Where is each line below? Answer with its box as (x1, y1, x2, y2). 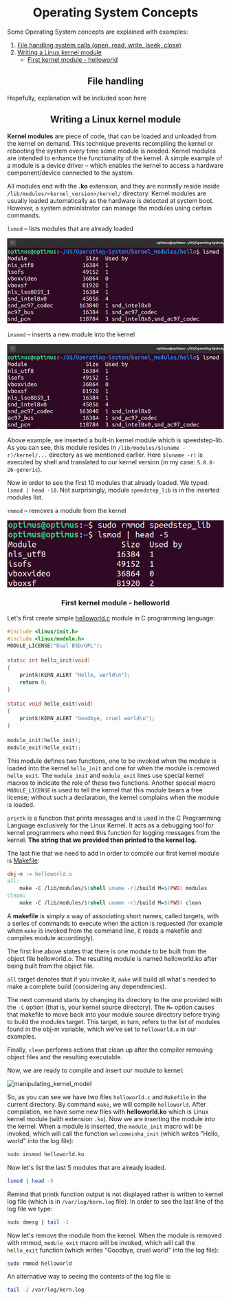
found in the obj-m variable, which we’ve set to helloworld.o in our (7, 1025, 197, 1033)
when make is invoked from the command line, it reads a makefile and (7, 927, 202, 935)
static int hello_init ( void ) (7, 657, 91, 664)
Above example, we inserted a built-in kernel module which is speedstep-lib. (7, 436, 224, 444)
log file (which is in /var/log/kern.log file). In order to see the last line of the (7, 1197, 224, 1205)
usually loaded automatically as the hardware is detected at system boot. (7, 196, 214, 204)
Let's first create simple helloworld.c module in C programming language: (7, 614, 215, 622)
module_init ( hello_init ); (7, 737, 81, 744)
